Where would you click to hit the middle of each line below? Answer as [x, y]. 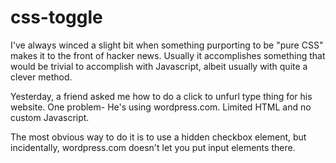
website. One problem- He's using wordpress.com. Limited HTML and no [161, 107]
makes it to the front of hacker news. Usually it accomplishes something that [168, 55]
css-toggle [56, 17]
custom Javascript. [50, 117]
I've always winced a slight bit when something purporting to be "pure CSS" [167, 45]
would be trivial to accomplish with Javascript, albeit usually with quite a [159, 66]
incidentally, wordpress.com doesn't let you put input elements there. [153, 147]
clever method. [41, 77]
